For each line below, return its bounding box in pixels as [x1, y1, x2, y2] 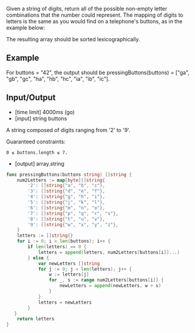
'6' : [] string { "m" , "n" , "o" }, [27, 204, 106, 211]
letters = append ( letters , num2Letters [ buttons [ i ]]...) [38, 249, 180, 255]
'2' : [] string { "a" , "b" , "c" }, [27, 182, 106, 189]
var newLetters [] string [38, 260, 100, 267]
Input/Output [6, 93, 56, 103]
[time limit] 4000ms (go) [14, 108, 75, 115]
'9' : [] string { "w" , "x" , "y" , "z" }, [27, 221, 119, 228]
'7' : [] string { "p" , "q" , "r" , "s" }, [27, 210, 119, 216]
